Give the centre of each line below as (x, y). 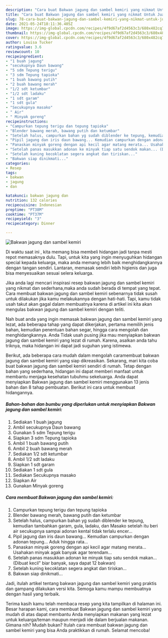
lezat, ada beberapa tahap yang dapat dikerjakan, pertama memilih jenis (80, 324)
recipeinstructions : (27, 121)
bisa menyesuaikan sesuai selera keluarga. (50, 273)
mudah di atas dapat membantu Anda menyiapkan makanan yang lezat (79, 614)
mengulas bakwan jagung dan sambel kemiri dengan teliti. (65, 309)
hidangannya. (20, 393)
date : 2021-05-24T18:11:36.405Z (39, 24)
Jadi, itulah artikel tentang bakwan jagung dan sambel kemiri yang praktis (81, 583)
